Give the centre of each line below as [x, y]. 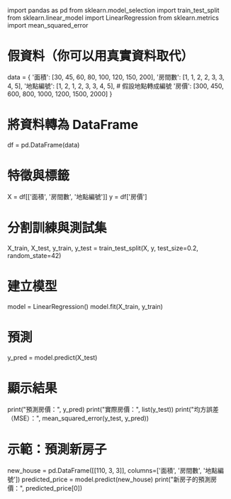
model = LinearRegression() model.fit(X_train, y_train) [85, 306]
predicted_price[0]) [54, 488]
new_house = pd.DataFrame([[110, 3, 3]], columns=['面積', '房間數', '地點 [113, 470]
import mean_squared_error [48, 25]
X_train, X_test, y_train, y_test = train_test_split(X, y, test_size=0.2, [103, 248]
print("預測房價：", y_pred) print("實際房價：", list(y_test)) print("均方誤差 [113, 409]
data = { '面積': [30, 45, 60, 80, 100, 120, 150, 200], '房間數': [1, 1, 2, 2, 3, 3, [116, 77]
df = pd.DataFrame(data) [44, 145]
